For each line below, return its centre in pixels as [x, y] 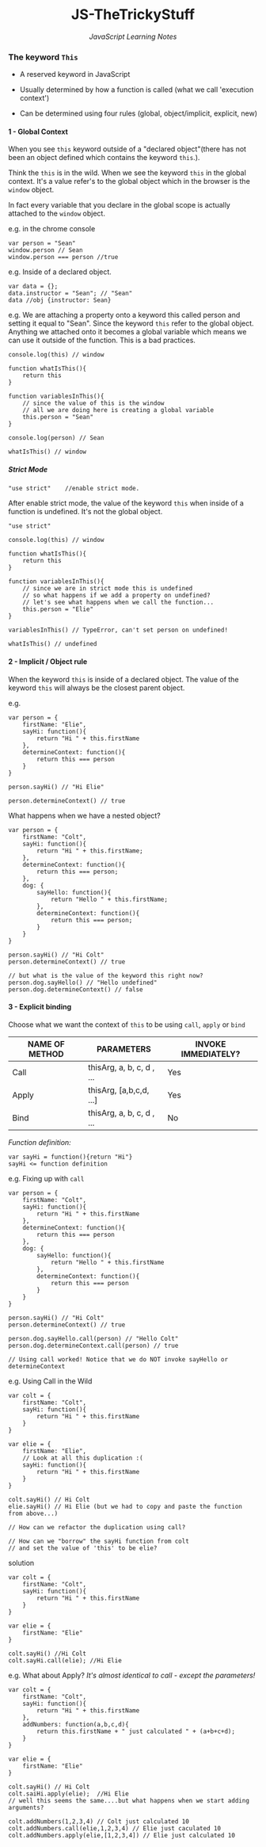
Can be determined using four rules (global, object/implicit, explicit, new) [138, 113]
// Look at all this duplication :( [83, 1458]
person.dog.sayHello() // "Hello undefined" [83, 983]
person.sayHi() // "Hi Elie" [56, 787]
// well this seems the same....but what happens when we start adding [129, 1800]
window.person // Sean [46, 250]
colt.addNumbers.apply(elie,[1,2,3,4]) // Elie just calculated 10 [122, 1835]
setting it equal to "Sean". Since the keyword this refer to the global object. [131, 323]
